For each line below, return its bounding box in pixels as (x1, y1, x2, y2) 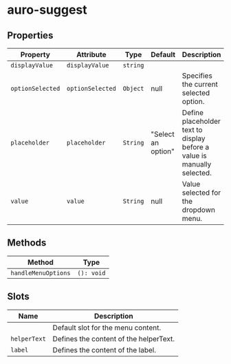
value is (181, 151, 208, 160)
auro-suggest (7, 2, 87, 18)
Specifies (181, 71, 213, 81)
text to (181, 125, 203, 134)
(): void (77, 269, 106, 277)
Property (20, 50, 50, 59)
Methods (7, 237, 47, 249)
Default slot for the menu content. (52, 323, 162, 332)
